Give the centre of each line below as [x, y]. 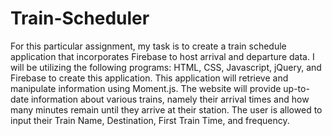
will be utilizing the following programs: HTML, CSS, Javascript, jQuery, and [166, 67]
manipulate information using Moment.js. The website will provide [146, 88]
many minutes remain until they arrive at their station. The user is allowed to [166, 109]
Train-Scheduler [80, 18]
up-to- [296, 88]
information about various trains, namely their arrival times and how [170, 99]
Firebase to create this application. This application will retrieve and [149, 78]
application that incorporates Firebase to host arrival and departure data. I [162, 56]
